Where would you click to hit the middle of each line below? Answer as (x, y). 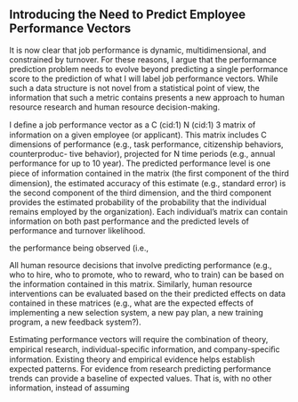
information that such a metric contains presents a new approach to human (147, 97)
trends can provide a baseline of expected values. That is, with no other (141, 378)
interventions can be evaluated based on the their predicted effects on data (148, 293)
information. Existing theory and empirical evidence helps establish (132, 359)
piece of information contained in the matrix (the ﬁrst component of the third (149, 173)
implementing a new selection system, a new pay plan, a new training (137, 312)
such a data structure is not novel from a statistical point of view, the (134, 87)
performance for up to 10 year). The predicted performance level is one (140, 163)
